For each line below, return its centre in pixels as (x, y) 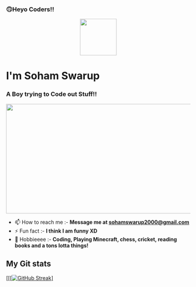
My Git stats (29, 264)
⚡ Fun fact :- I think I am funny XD (56, 231)
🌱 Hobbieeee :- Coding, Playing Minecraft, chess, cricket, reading (96, 239)
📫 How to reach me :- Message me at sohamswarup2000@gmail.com (102, 222)
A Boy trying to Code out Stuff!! (52, 94)
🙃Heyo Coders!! (30, 9)
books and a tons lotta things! (51, 245)
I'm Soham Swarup (53, 76)
